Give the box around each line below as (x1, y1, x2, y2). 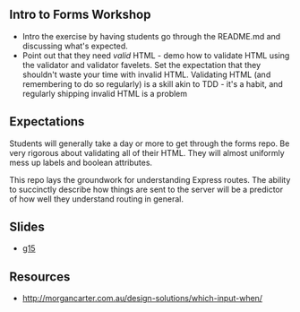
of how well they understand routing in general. (9, 193, 184, 204)
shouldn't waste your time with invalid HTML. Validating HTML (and (21, 69, 271, 80)
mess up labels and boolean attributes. (9, 157, 153, 168)
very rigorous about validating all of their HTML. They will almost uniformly (9, 147, 285, 158)
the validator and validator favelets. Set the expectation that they (21, 59, 261, 70)
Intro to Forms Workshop (9, 7, 151, 22)
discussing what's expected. (21, 40, 128, 51)
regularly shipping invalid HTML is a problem (21, 88, 188, 99)
